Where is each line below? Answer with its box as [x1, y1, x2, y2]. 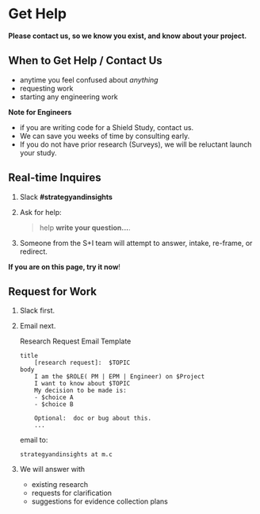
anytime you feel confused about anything [19, 75, 159, 84]
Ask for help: [19, 207, 62, 217]
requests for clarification [31, 489, 113, 498]
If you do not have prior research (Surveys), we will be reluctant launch [19, 140, 252, 149]
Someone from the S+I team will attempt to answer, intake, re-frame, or [19, 238, 253, 247]
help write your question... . [39, 223, 131, 232]
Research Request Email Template [19, 336, 132, 346]
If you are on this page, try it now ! [8, 262, 121, 271]
